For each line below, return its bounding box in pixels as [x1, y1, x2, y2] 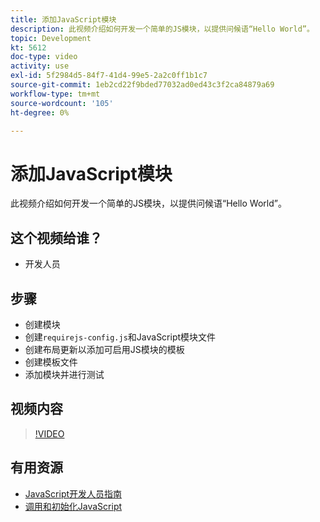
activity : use [10, 61, 70, 71]
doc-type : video [10, 52, 78, 62]
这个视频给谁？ [10, 229, 103, 246]
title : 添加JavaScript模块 [10, 14, 117, 25]
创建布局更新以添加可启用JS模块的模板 [24, 343, 185, 355]
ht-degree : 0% [10, 107, 70, 118]
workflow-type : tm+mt [10, 89, 101, 99]
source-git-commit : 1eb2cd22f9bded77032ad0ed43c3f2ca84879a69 [10, 80, 275, 90]
